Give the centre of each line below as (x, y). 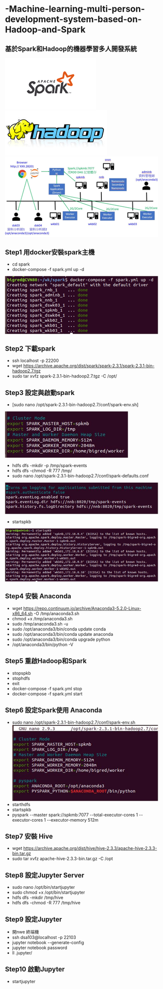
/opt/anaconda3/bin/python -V (43, 644)
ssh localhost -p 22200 (35, 360)
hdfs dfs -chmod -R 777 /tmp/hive (46, 903)
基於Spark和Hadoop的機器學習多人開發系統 (71, 49)
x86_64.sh (22, 613)
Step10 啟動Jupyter (35, 969)
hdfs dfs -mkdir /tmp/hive (38, 898)
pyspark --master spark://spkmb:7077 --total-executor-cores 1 (75, 815)
